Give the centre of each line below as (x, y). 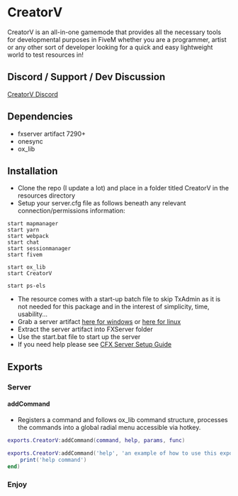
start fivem (25, 255)
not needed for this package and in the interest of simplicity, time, (113, 307)
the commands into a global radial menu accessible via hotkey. (109, 427)
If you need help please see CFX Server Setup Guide (95, 345)
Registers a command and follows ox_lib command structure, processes (123, 419)
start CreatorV (30, 274)
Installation (33, 171)
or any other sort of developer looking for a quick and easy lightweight (110, 47)
